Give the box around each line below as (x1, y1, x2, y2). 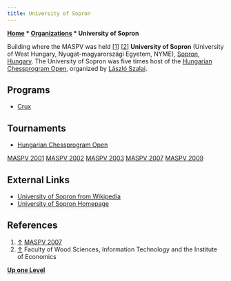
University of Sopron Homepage (17, 200, 109, 208)
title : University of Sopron (7, 10, 91, 17)
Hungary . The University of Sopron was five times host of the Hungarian (7, 56, 212, 65)
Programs (7, 84, 50, 96)
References (7, 220, 58, 231)
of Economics (17, 252, 57, 260)
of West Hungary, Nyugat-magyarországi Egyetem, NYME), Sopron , (7, 50, 200, 58)
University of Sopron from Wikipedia (17, 192, 121, 200)
